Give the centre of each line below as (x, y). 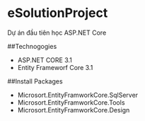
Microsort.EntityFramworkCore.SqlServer (78, 95)
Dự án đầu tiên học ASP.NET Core (57, 33)
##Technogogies (32, 46)
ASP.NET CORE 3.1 (45, 60)
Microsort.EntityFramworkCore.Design (74, 110)
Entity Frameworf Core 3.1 (55, 67)
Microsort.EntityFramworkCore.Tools (71, 102)
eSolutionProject (58, 13)
